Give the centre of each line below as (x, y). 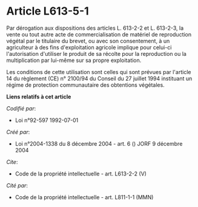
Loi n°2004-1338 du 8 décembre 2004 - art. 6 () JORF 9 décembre (99, 143)
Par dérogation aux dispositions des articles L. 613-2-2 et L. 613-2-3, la (95, 28)
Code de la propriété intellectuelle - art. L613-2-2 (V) (81, 174)
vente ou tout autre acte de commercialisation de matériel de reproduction (99, 34)
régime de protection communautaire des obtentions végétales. (85, 85)
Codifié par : (21, 108)
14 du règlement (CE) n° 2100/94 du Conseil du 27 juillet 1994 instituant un (99, 78)
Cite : (12, 161)
